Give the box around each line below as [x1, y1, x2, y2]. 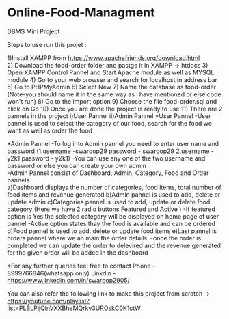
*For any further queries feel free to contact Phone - [7, 262, 156, 270]
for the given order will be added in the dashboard [7, 248, 148, 257]
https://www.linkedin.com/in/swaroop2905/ [7, 276, 130, 284]
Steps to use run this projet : [7, 40, 87, 48]
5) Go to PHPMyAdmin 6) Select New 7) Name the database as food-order [7, 83, 217, 91]
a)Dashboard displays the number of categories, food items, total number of [7, 183, 222, 191]
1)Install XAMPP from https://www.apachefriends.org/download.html [7, 53, 200, 62]
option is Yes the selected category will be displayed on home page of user [7, 212, 219, 220]
